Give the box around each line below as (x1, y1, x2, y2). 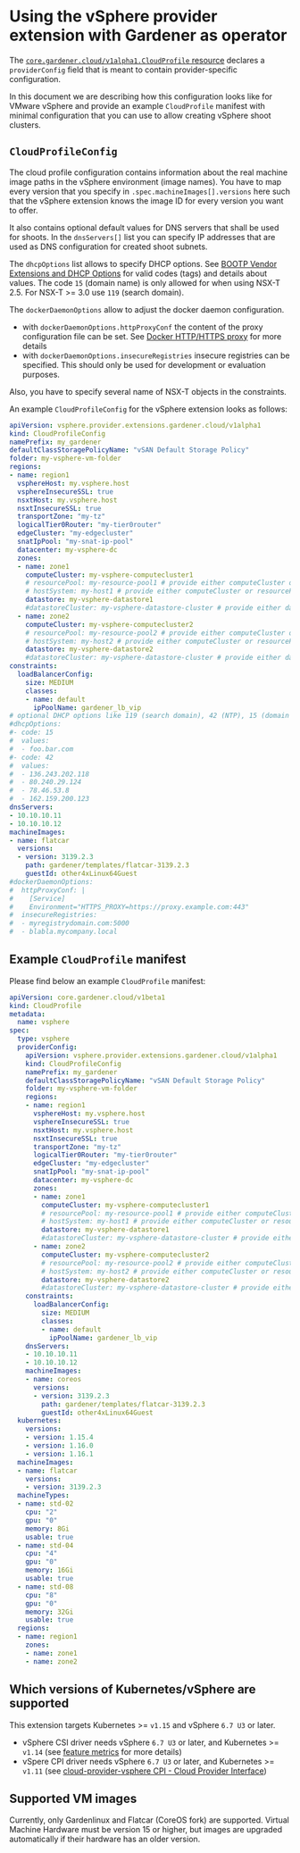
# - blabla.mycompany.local (9, 927, 118, 937)
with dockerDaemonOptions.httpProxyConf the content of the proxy (21, 321, 263, 332)
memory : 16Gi (25, 1565, 74, 1575)
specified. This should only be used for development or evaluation (21, 359, 266, 370)
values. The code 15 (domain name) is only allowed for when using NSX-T (9, 277, 281, 288)
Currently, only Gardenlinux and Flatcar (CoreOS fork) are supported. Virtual (9, 1815, 290, 1825)
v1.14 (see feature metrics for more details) (21, 1746, 183, 1757)
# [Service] (9, 894, 66, 903)
